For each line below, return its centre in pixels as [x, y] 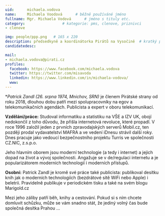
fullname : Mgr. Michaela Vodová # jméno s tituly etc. [68, 19]
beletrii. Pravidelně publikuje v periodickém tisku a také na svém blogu [76, 182]
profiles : [15, 64]
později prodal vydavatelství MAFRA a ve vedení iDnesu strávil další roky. [79, 132]
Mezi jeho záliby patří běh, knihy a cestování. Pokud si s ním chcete [73, 197]
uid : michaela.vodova [33, 10]
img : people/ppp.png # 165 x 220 [41, 37]
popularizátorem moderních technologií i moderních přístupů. [67, 163]
